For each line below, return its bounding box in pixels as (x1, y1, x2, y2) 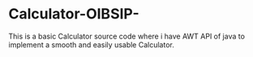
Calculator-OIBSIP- (8, 5, 139, 23)
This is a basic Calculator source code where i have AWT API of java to (8, 31, 246, 41)
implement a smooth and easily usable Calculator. (8, 39, 174, 49)
